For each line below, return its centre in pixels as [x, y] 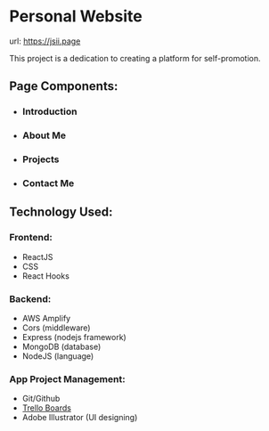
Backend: [30, 298]
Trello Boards [46, 408]
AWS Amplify [46, 318]
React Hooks [45, 276]
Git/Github [41, 399]
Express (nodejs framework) [74, 337]
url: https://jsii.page [45, 41]
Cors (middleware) [56, 328]
